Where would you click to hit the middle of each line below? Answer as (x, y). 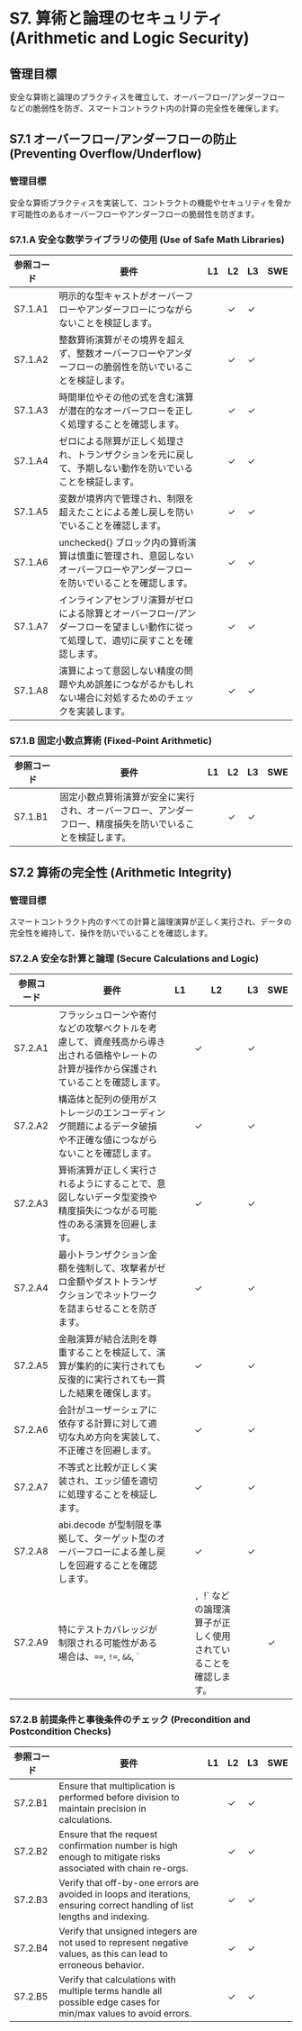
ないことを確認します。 (107, 1154)
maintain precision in (102, 1809)
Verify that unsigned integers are (128, 1931)
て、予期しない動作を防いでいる (126, 467)
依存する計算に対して (103, 1424)
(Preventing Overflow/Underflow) (106, 154)
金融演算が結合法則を (103, 1339)
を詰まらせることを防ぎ (107, 1309)
